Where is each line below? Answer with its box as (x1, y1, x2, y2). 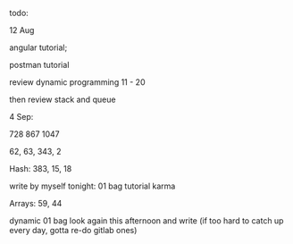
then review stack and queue (9, 94, 116, 105)
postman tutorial (9, 60, 70, 70)
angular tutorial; (9, 42, 68, 53)
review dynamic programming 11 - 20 (9, 77, 146, 88)
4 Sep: (9, 112, 34, 122)
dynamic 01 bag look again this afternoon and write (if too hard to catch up (9, 215, 284, 226)
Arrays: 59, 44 (9, 198, 63, 208)
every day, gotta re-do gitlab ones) (9, 225, 138, 235)
